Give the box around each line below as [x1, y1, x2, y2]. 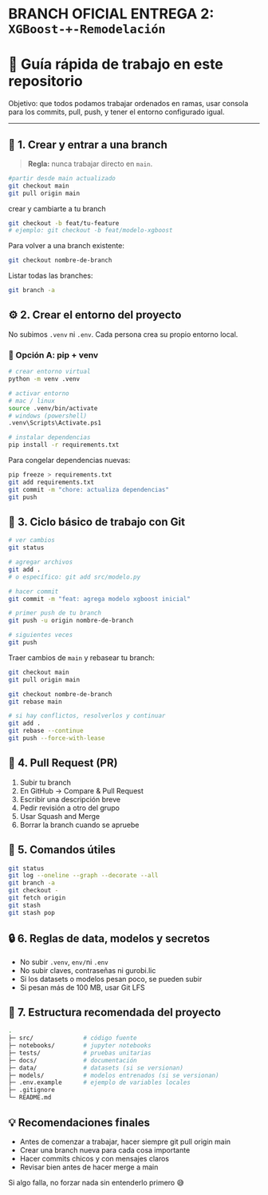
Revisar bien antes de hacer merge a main [19, 1162, 159, 1172]
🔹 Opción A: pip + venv [8, 349, 99, 360]
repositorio [8, 73, 83, 90]
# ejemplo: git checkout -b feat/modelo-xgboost [8, 227, 173, 235]
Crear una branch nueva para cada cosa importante [19, 1145, 191, 1154]
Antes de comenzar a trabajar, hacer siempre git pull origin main [19, 1137, 231, 1146]
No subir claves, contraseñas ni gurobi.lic [19, 965, 156, 975]
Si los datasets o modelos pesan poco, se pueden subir [19, 974, 203, 983]
